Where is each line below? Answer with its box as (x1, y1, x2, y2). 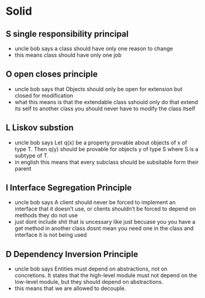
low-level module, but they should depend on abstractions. (14, 278, 163, 286)
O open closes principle (6, 69, 98, 80)
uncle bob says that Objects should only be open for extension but (14, 85, 183, 92)
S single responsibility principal (6, 29, 129, 39)
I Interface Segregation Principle (6, 182, 132, 193)
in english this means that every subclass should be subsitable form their (14, 158, 199, 166)
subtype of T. (14, 152, 49, 159)
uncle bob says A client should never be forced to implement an (14, 199, 176, 206)
